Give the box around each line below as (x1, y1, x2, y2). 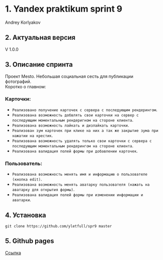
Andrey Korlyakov (5, 19, 41, 25)
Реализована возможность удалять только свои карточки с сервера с (12, 138, 152, 144)
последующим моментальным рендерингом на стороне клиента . (12, 143, 134, 148)
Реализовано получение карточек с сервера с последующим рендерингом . (12, 107, 158, 113)
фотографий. (5, 79, 32, 84)
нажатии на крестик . (12, 132, 53, 138)
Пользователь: (5, 160, 42, 167)
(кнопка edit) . (12, 176, 42, 182)
